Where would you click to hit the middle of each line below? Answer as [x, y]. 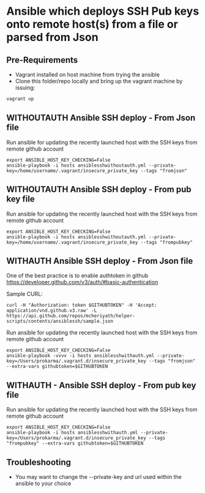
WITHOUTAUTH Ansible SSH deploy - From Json [101, 118]
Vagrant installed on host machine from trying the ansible [88, 74]
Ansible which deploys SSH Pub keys [103, 11]
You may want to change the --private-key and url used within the [98, 476]
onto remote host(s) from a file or [92, 24]
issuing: [25, 88]
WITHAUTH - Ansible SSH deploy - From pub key [101, 385]
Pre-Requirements [42, 60]
